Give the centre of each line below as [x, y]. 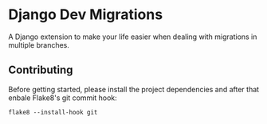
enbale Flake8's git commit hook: [63, 98]
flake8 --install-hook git [53, 112]
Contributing [41, 70]
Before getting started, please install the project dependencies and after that [134, 89]
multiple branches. [39, 45]
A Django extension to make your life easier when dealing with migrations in [133, 37]
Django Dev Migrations [86, 15]
